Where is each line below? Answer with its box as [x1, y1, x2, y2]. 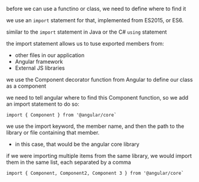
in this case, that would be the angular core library [14, 141, 139, 148]
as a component [6, 82, 46, 89]
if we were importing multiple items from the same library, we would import [6, 153, 192, 159]
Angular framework [14, 58, 63, 65]
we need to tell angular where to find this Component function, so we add [6, 94, 189, 101]
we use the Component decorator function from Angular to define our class [6, 76, 194, 83]
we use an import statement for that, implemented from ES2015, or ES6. [6, 17, 184, 23]
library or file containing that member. [6, 129, 100, 136]
